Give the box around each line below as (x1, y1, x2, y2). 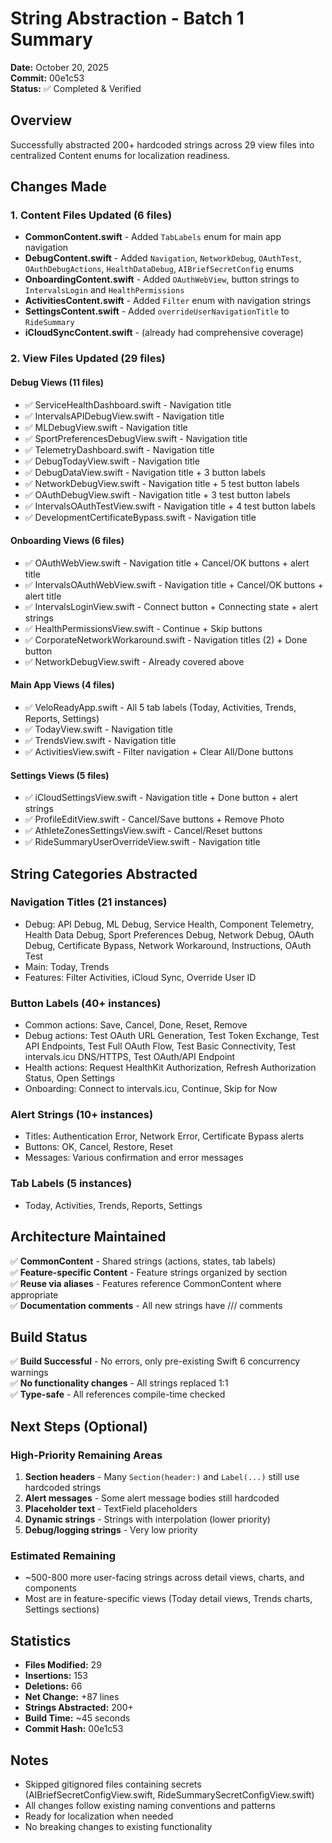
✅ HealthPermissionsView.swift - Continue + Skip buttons (24, 622, 263, 634)
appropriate (10, 1288, 59, 1301)
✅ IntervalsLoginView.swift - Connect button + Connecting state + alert (24, 600, 318, 612)
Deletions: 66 (24, 1680, 83, 1692)
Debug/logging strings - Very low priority (24, 1524, 198, 1536)
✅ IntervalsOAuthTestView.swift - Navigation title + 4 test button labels (24, 500, 316, 512)
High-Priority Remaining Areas (10, 1448, 163, 1462)
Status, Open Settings (24, 1072, 116, 1084)
